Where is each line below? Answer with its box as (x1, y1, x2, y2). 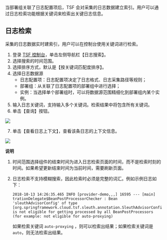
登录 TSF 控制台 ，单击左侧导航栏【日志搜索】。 (12, 52, 109, 58)
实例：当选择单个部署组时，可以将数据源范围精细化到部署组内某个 (19, 89, 156, 95)
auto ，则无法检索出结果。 (12, 229, 66, 235)
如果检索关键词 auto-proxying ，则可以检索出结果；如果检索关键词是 (12, 223, 154, 229)
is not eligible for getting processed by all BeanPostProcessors (12, 209, 154, 214)
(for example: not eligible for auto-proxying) (12, 213, 113, 219)
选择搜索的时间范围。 (12, 58, 56, 64)
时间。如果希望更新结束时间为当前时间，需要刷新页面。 (12, 165, 126, 171)
